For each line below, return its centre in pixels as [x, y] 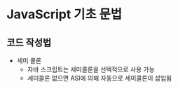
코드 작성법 [29, 42]
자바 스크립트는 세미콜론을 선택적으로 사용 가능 [91, 69]
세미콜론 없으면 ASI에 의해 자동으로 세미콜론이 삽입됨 [100, 78]
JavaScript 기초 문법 [64, 14]
